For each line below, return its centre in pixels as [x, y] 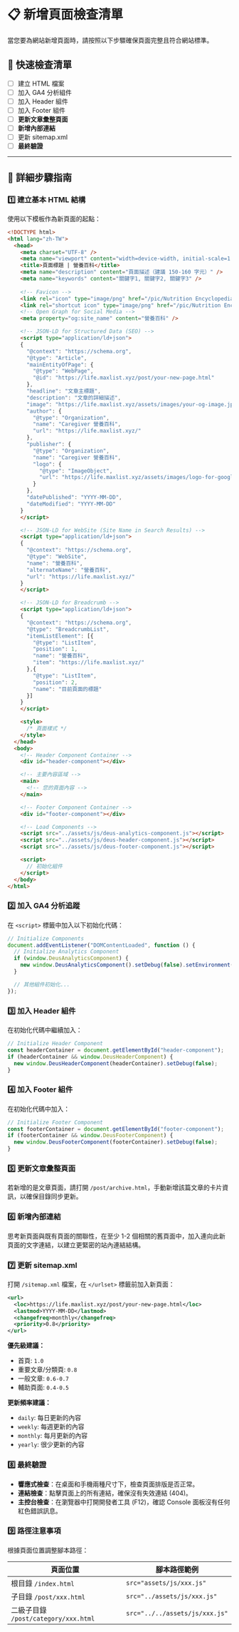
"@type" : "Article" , [57, 358]
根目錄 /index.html [43, 1583]
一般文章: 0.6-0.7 [43, 1379]
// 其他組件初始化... [42, 984]
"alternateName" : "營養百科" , [69, 570]
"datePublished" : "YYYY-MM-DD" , [74, 498]
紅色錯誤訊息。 [39, 1511]
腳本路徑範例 [177, 1569]
